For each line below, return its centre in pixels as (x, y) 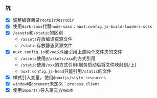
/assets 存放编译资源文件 (46, 39)
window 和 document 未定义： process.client (56, 84)
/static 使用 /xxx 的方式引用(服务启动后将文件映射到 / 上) (78, 64)
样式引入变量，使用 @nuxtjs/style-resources (59, 77)
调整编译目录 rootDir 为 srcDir (43, 20)
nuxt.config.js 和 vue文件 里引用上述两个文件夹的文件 (68, 52)
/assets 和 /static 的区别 (38, 33)
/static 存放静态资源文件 (46, 45)
